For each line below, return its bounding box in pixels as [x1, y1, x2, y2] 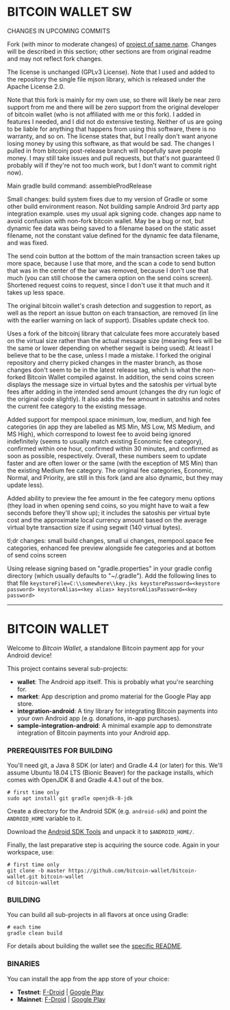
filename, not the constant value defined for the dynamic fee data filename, [7, 231, 220, 240]
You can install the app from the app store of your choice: [7, 974, 170, 983]
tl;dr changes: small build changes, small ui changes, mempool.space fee [7, 536, 214, 544]
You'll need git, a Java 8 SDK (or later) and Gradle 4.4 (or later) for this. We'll [7, 761, 223, 770]
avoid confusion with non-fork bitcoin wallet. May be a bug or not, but [7, 216, 204, 225]
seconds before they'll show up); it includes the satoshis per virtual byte [7, 508, 211, 517]
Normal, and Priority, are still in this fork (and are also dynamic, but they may [7, 473, 223, 481]
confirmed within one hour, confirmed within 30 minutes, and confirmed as [7, 444, 219, 453]
